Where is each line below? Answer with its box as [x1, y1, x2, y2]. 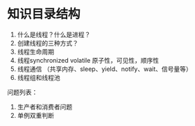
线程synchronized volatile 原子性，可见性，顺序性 [17, 56, 160, 64]
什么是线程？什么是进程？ [17, 30, 91, 39]
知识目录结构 [7, 6, 81, 22]
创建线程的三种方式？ [17, 39, 78, 47]
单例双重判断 [17, 111, 54, 119]
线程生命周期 [17, 48, 54, 56]
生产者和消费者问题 [17, 103, 73, 111]
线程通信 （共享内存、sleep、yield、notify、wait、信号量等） [17, 65, 192, 73]
